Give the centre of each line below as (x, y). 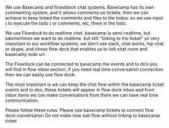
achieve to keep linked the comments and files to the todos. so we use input (84, 18)
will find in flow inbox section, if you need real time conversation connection (84, 69)
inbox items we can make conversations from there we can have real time (82, 95)
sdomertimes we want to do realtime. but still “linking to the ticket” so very (82, 38)
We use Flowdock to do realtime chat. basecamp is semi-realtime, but (78, 33)
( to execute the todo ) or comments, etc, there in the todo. (66, 23)
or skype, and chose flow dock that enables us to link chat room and (76, 49)
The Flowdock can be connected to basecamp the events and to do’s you (81, 64)
